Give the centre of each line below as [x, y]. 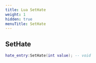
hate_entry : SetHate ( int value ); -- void [48, 55]
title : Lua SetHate [26, 10]
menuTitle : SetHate [26, 24]
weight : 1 [16, 14]
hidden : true [19, 19]
